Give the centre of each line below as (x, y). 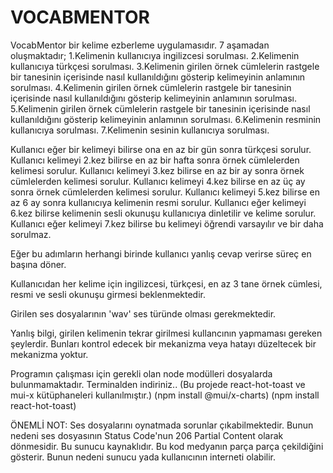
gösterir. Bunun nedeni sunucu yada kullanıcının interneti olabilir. (143, 457)
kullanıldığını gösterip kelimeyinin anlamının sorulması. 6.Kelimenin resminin (166, 119)
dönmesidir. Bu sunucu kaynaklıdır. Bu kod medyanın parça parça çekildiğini (167, 446)
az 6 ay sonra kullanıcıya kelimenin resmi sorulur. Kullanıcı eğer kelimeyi (158, 202)
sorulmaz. (31, 234)
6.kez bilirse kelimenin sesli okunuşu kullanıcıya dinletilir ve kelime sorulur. (163, 213)
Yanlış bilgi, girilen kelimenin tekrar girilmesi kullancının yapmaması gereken (166, 333)
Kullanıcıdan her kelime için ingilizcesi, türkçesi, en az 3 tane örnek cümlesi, (166, 283)
